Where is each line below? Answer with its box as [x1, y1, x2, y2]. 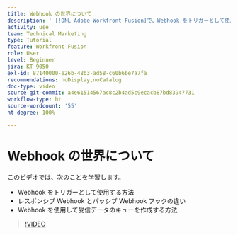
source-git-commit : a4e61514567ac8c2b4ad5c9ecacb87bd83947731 [7, 89, 195, 96]
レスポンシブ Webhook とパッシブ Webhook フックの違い [17, 196, 186, 205]
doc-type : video [7, 83, 55, 90]
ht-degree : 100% [7, 109, 55, 116]
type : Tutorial [7, 37, 52, 44]
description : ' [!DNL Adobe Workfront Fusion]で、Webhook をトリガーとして [7, 17, 225, 24]
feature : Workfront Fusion [7, 43, 87, 50]
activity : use [7, 23, 50, 30]
